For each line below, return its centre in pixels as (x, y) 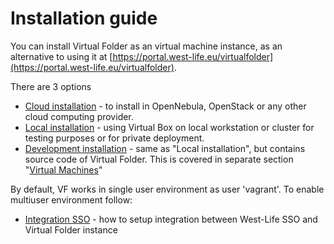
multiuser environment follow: (71, 199)
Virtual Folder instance (71, 229)
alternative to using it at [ (61, 56)
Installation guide (84, 18)
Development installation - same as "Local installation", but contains (165, 148)
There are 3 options (51, 86)
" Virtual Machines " (63, 169)
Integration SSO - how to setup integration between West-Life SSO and (171, 219)
